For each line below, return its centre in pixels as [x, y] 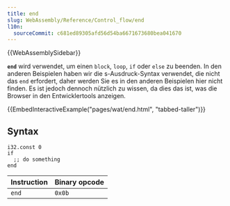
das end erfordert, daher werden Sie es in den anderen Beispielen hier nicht [115, 81]
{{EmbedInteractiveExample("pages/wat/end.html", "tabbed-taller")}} [107, 109]
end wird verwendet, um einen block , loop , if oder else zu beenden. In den [115, 66]
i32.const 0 [24, 148]
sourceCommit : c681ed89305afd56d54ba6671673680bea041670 [98, 33]
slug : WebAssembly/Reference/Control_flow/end [76, 20]
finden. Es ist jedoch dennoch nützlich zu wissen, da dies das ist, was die [112, 88]
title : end [23, 14]
